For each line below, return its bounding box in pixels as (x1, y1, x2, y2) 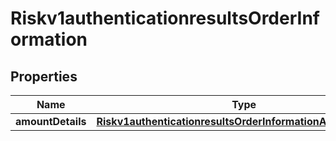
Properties (10, 68, 78, 85)
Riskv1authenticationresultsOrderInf (10, 7, 320, 30)
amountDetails (15, 115, 87, 128)
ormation (10, 28, 88, 51)
